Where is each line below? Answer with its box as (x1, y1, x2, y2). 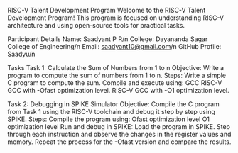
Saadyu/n (7, 50, 36, 58)
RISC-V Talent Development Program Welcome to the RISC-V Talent (7, 6, 206, 14)
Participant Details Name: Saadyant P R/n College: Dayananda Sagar (7, 35, 208, 43)
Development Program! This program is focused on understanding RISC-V (7, 13, 225, 22)
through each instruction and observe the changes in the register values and (7, 130, 232, 138)
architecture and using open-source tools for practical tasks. (7, 21, 185, 29)
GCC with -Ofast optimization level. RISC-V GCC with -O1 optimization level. (7, 86, 229, 94)
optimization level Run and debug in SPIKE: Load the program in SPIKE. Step (7, 123, 231, 130)
